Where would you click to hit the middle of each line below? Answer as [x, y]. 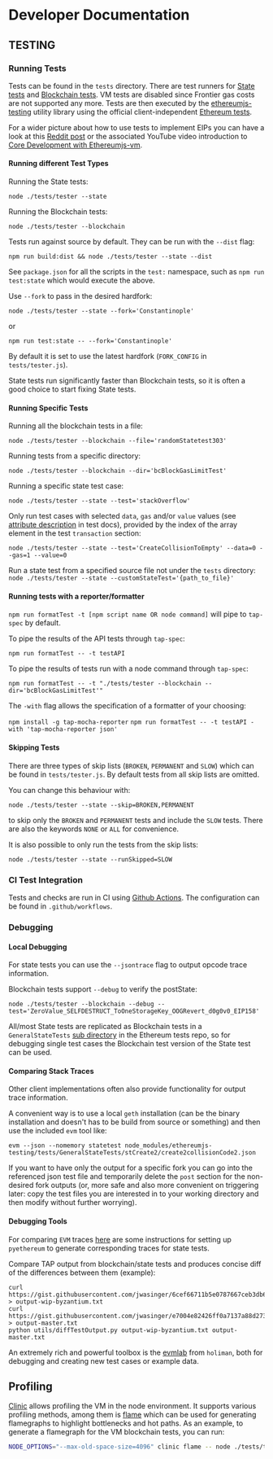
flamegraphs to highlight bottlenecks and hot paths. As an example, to [126, 1423]
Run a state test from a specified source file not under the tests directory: [132, 571]
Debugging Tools [38, 1221]
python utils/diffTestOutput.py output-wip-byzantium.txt [108, 1330]
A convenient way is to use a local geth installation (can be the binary [124, 1114]
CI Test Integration [46, 879]
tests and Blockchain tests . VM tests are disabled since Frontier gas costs [132, 94]
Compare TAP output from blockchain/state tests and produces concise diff [135, 1264]
